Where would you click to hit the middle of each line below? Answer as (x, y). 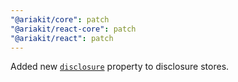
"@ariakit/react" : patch (62, 38)
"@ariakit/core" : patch (60, 19)
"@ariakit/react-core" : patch (73, 29)
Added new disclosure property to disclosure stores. (120, 67)
